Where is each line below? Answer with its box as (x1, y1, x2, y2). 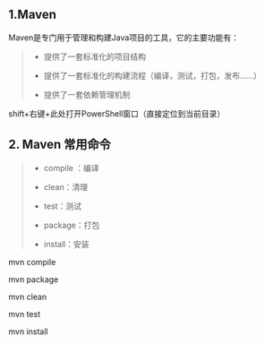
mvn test (8, 308, 41, 319)
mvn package (8, 273, 59, 285)
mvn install (8, 326, 48, 337)
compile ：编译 (43, 162, 99, 173)
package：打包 (43, 219, 100, 230)
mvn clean (8, 291, 47, 302)
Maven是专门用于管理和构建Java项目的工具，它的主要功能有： (8, 31, 239, 43)
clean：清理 (43, 181, 89, 192)
